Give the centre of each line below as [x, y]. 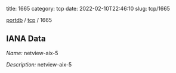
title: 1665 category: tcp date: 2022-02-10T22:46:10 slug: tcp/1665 [88, 9]
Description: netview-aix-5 [39, 64]
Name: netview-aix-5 [32, 53]
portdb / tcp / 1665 [29, 20]
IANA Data [26, 39]
